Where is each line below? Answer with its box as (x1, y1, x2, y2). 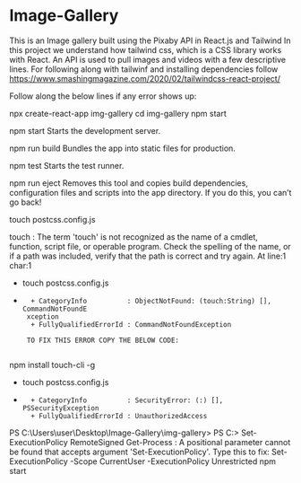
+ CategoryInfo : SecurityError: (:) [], (30, 396, 224, 405)
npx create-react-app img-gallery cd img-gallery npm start (9, 108, 227, 119)
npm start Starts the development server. (9, 125, 161, 136)
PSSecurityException (21, 403, 99, 413)
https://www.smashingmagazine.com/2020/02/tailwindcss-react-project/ (9, 73, 280, 83)
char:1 (9, 259, 32, 270)
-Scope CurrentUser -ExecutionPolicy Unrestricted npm (70, 455, 276, 467)
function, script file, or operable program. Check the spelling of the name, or (9, 241, 291, 251)
